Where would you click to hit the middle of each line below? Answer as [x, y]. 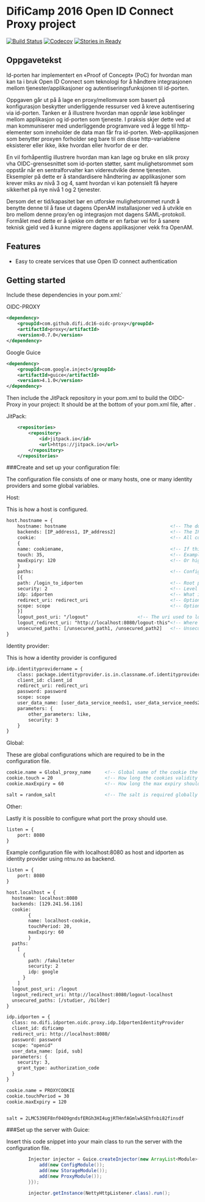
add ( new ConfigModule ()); [72, 1165]
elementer [19, 132]
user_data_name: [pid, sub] [48, 1051]
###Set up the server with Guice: [48, 1130]
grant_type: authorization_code [58, 1068]
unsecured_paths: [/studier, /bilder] [61, 1000]
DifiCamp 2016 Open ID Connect [90, 11]
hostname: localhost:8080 [45, 898]
